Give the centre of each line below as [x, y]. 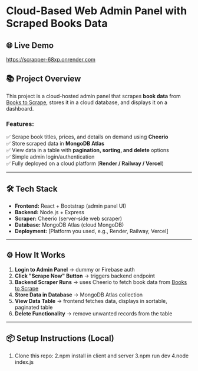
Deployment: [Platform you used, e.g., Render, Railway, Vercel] [92, 231]
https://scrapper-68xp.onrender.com [51, 59]
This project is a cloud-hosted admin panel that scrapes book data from [93, 96]
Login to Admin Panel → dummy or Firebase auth [75, 269]
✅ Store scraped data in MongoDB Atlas [55, 144]
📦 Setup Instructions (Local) [60, 338]
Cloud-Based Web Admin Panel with [97, 11]
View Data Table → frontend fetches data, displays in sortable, [91, 301]
